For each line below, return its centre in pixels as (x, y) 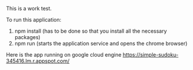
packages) (28, 37)
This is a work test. (29, 8)
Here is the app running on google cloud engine (64, 55)
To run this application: (34, 20)
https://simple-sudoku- (151, 55)
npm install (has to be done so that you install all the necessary (91, 31)
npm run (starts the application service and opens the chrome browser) (101, 43)
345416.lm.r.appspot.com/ (38, 61)
